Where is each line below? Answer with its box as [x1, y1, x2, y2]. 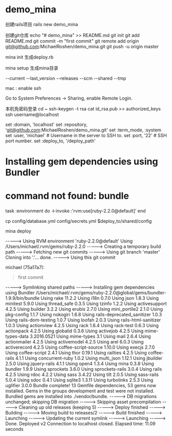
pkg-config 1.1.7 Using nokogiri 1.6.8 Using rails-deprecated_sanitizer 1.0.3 [5, 312, 162, 318]
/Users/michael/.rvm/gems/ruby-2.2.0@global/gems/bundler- [35, 290, 167, 296]
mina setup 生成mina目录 [5, 65, 59, 71]
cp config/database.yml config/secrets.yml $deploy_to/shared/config [5, 218, 152, 224]
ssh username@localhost [5, 111, 59, 118]
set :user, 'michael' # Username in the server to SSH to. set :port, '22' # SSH [5, 132, 167, 138]
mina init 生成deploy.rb [5, 54, 54, 60]
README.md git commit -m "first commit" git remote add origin [5, 37, 139, 44]
